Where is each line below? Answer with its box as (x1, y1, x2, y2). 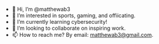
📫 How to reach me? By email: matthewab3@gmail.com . (11, 32, 154, 38)
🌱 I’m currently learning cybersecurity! (11, 18, 107, 25)
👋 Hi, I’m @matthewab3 (11, 6, 70, 12)
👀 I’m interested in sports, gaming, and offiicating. (11, 12, 136, 19)
